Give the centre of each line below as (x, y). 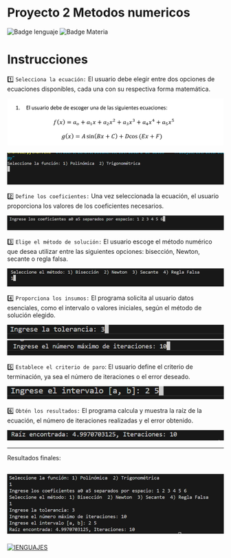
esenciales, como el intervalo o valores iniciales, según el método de (104, 308)
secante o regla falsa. (38, 259)
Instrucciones (47, 60)
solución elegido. (32, 315)
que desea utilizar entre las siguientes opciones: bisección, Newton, (104, 252)
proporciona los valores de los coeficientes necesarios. (86, 206)
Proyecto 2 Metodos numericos (99, 13)
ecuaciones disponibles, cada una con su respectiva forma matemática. (109, 89)
